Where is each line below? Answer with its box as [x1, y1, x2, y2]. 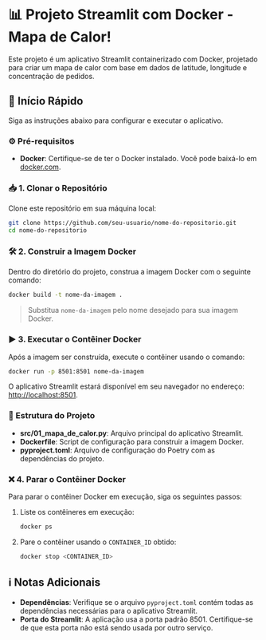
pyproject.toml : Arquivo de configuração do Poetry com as [19, 445, 216, 455]
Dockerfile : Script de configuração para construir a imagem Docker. [19, 437, 244, 446]
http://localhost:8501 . [8, 390, 78, 400]
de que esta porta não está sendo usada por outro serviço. [19, 622, 213, 632]
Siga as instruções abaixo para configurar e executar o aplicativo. [8, 116, 224, 125]
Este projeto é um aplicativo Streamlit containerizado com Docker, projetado [8, 54, 259, 64]
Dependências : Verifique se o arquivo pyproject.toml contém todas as [19, 597, 253, 606]
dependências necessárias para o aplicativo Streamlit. [19, 606, 198, 615]
